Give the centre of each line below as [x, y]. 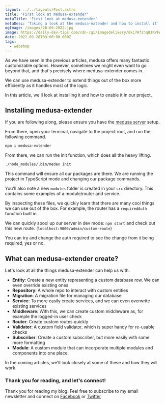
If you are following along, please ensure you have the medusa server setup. [82, 122]
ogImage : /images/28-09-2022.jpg [39, 28]
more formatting [28, 343]
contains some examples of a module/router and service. [63, 194]
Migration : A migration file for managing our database [67, 296]
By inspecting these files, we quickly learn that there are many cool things [80, 203]
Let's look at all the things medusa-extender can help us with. [68, 270]
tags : [11, 42]
